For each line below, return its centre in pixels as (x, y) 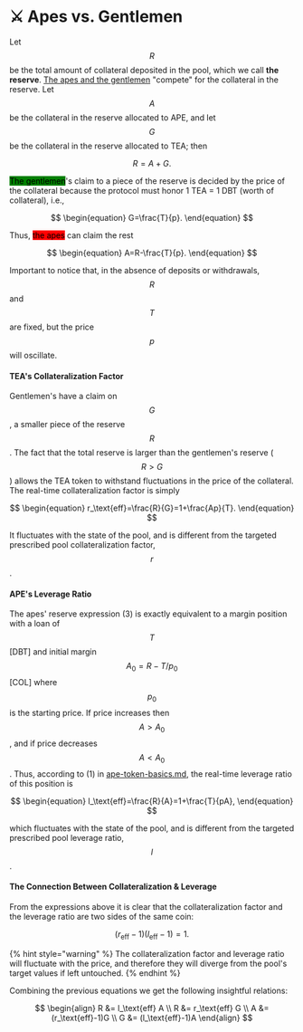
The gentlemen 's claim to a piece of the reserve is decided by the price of (147, 181)
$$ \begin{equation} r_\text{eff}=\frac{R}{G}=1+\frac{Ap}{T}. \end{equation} (152, 508)
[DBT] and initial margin (53, 652)
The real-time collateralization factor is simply (95, 491)
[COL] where (33, 683)
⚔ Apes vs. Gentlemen (96, 17)
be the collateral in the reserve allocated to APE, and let (113, 117)
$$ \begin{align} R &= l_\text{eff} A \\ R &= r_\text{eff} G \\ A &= (152, 1008)
